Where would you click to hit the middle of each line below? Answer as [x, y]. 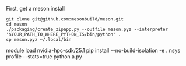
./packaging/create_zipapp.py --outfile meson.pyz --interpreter [87, 29]
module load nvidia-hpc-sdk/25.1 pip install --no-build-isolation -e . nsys [93, 50]
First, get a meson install [36, 8]
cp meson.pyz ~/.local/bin [39, 40]
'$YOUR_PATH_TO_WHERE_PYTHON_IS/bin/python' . [64, 34]
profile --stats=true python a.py [44, 57]
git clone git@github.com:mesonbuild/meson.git [65, 19]
